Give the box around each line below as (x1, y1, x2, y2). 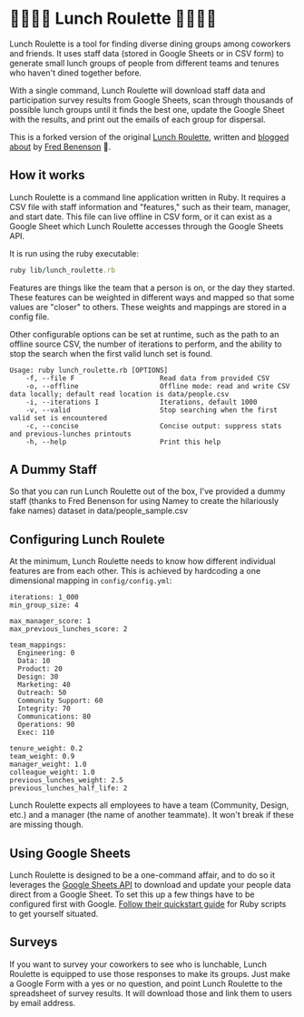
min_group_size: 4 (9, 600, 79, 610)
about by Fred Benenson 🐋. (9, 141, 112, 152)
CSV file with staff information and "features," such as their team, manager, (9, 201, 291, 212)
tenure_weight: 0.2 (9, 744, 83, 753)
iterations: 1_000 (9, 593, 79, 602)
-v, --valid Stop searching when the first (25, 405, 279, 415)
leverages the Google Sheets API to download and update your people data (9, 880, 291, 891)
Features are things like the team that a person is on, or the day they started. (9, 282, 295, 293)
